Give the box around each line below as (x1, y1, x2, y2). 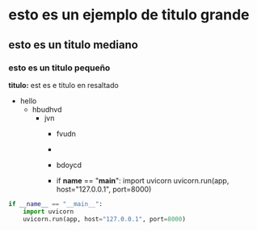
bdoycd (56, 160, 82, 170)
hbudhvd (32, 104, 62, 114)
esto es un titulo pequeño (8, 62, 111, 73)
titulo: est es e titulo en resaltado (8, 80, 119, 90)
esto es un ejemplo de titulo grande (8, 6, 250, 24)
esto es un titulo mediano (8, 38, 139, 52)
